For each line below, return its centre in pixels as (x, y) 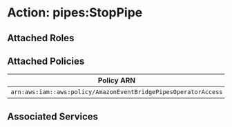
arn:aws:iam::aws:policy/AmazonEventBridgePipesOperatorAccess (117, 92)
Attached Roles (41, 38)
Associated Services (53, 116)
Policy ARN (117, 80)
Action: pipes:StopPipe (75, 13)
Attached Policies (46, 61)
